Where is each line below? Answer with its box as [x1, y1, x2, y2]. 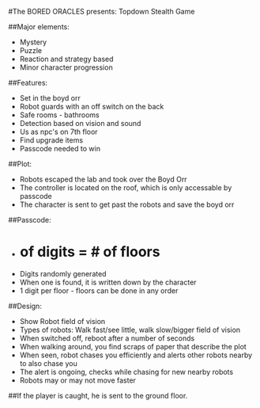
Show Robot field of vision [19, 316, 106, 326]
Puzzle [19, 46, 43, 55]
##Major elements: [8, 22, 70, 31]
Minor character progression [19, 63, 113, 72]
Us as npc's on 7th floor [19, 127, 98, 136]
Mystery [19, 37, 47, 47]
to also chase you [19, 358, 77, 368]
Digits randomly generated [19, 269, 107, 278]
